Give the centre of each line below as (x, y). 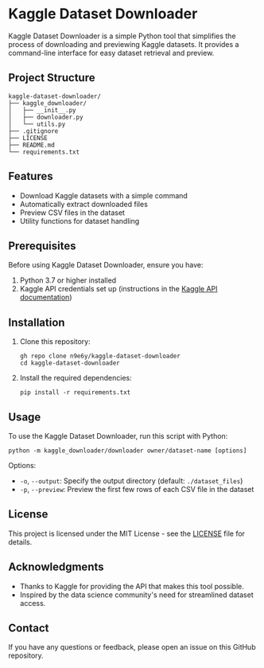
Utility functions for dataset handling (80, 221)
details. (20, 541)
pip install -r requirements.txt (75, 393)
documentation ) (46, 297)
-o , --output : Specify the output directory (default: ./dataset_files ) (131, 481)
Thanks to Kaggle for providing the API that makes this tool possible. (132, 586)
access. (33, 603)
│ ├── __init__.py (43, 110)
